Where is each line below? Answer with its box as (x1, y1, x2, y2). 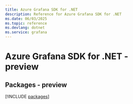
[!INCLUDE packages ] (5, 94, 50, 99)
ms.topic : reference (5, 21, 48, 26)
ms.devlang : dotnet (5, 25, 45, 30)
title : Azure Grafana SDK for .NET (5, 7, 78, 12)
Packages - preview (5, 81, 67, 89)
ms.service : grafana (5, 30, 48, 35)
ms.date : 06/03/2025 (5, 16, 48, 21)
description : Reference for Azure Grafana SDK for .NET (5, 12, 122, 17)
